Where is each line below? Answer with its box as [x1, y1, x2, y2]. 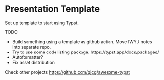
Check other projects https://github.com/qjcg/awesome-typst [5, 69, 130, 75]
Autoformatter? [12, 54, 43, 60]
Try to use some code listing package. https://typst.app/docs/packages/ [12, 49, 159, 55]
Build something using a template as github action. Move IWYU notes [12, 38, 152, 45]
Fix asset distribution [12, 59, 55, 65]
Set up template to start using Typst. [5, 20, 79, 26]
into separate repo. [12, 44, 51, 50]
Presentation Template [5, 3, 100, 15]
